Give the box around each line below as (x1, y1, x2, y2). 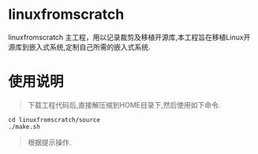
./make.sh (8, 123, 41, 130)
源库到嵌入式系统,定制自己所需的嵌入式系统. (8, 42, 151, 52)
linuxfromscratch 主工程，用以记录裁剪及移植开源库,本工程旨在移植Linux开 (8, 32, 251, 42)
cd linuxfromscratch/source (8, 115, 101, 123)
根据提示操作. (27, 137, 72, 147)
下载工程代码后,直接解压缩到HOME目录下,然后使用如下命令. (27, 100, 221, 109)
